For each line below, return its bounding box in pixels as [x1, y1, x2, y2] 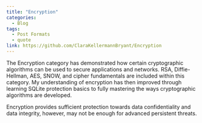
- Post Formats [12, 32, 50, 38]
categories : [6, 15, 37, 21]
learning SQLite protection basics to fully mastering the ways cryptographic [6, 85, 196, 92]
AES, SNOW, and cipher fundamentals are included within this [29, 72, 185, 79]
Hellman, [6, 72, 29, 79]
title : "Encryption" [6, 8, 59, 15]
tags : [6, 25, 20, 32]
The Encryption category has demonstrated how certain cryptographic [6, 59, 184, 67]
